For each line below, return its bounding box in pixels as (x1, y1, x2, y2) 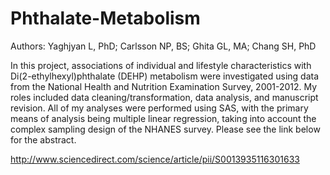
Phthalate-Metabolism (10, 7, 201, 30)
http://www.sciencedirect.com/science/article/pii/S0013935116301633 (10, 153, 300, 165)
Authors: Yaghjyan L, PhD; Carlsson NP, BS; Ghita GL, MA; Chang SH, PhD (10, 40, 317, 52)
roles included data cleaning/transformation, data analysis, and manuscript (10, 91, 319, 103)
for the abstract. (10, 133, 77, 146)
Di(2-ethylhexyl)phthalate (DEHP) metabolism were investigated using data (10, 70, 320, 82)
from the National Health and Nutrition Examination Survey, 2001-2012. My (10, 80, 318, 92)
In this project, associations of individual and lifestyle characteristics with (10, 59, 312, 71)
